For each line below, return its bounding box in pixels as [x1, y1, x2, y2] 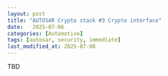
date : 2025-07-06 [7, 23, 65, 30]
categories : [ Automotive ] [7, 30, 83, 37]
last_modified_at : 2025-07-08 [7, 43, 96, 50]
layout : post [7, 10, 46, 18]
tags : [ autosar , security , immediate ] [7, 37, 121, 44]
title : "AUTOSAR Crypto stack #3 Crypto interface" [7, 17, 162, 24]
